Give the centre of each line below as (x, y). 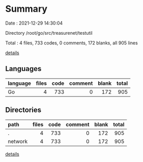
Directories (23, 110)
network (18, 141)
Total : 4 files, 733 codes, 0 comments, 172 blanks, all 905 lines (72, 43)
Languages (23, 69)
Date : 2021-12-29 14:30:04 (34, 23)
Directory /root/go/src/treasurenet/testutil (49, 33)
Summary (26, 9)
